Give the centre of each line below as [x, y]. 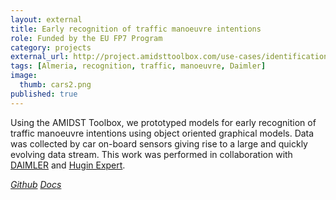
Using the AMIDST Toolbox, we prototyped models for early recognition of [163, 122]
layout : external [46, 19]
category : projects [51, 47]
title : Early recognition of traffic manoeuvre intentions [136, 29]
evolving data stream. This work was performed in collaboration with [151, 154]
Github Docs [36, 184]
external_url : [40, 57]
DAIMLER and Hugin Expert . [68, 165]
